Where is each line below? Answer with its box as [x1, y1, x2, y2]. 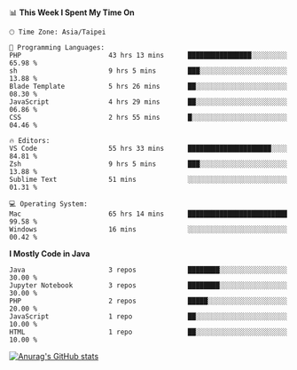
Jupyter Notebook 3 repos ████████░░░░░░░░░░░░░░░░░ [9, 281, 288, 290]
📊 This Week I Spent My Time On [9, 7, 135, 18]
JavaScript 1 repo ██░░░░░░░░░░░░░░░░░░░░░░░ [9, 312, 288, 321]
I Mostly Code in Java [9, 248, 90, 259]
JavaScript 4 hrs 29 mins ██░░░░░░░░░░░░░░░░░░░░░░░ [9, 98, 288, 106]
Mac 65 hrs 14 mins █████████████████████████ [9, 209, 288, 218]
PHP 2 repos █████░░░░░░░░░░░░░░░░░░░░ [9, 296, 288, 305]
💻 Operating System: [9, 200, 89, 209]
